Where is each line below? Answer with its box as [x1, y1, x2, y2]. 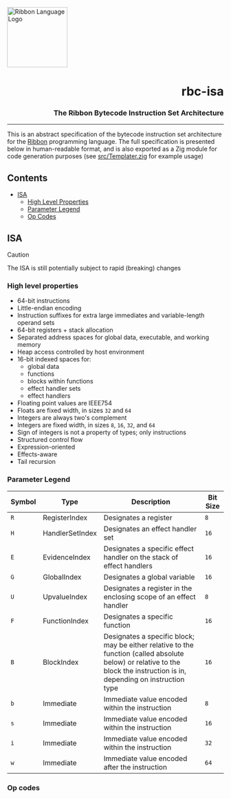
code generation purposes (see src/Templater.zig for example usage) [7, 152, 204, 160]
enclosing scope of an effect [103, 592, 196, 601]
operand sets [16, 319, 55, 327]
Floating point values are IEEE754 [16, 399, 112, 407]
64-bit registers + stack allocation [16, 326, 113, 334]
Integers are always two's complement [16, 414, 127, 422]
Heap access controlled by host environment [16, 348, 144, 356]
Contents [7, 172, 48, 184]
